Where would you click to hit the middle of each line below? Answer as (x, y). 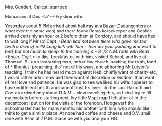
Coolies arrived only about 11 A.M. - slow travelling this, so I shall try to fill (78, 93)
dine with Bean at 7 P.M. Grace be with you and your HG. (62, 118)
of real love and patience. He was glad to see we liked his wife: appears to (79, 82)
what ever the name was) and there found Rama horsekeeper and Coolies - (80, 31)
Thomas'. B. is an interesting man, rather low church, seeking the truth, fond (81, 62)
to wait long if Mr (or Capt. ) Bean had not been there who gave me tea (76, 41)
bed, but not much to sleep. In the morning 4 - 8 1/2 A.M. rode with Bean (77, 51)
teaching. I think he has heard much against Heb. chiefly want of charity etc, (81, 72)
